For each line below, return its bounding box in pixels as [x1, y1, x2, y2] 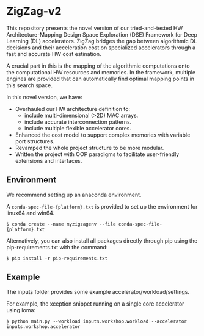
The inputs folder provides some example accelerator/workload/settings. [6, 288, 190, 295]
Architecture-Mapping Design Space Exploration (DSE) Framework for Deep [6, 30, 197, 38]
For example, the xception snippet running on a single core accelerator [6, 300, 184, 307]
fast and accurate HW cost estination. [6, 50, 101, 57]
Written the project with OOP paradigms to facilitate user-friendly [15, 151, 180, 158]
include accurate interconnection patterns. [24, 118, 132, 126]
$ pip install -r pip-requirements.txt [6, 255, 108, 262]
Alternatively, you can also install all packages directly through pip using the [6, 237, 198, 245]
